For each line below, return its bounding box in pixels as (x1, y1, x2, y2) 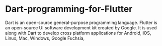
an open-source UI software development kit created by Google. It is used (5, 24, 157, 30)
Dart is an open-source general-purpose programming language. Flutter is (5, 20, 158, 25)
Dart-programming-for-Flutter (5, 3, 133, 15)
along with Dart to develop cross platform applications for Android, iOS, (5, 30, 152, 36)
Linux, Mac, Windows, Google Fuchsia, (5, 35, 85, 41)
